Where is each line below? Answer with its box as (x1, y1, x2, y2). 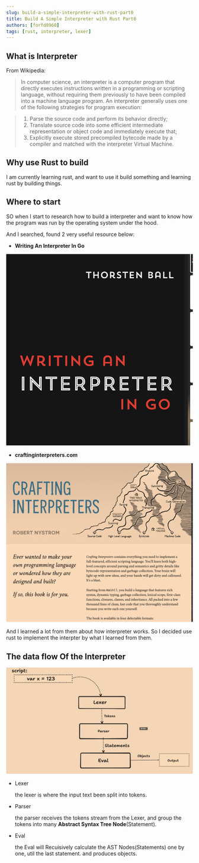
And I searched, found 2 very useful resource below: (6, 231, 135, 238)
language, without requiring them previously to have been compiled (20, 91, 186, 98)
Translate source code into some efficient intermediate (29, 122, 163, 129)
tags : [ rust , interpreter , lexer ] (6, 29, 92, 34)
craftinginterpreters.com (14, 452, 78, 459)
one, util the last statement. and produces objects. (14, 850, 137, 857)
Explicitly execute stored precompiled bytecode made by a (29, 134, 173, 141)
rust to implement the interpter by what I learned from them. (6, 634, 153, 641)
